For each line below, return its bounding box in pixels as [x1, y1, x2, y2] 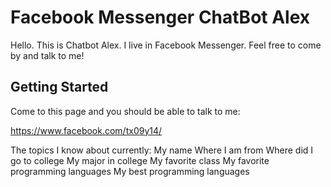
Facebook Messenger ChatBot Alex [10, 6, 311, 29]
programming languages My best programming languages [10, 165, 250, 177]
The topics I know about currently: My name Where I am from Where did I [10, 144, 314, 156]
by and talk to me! [10, 49, 85, 61]
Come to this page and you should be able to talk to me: [10, 105, 241, 117]
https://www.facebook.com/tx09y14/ [10, 124, 163, 136]
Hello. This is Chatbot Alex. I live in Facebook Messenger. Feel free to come [10, 39, 322, 51]
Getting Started [10, 79, 109, 96]
